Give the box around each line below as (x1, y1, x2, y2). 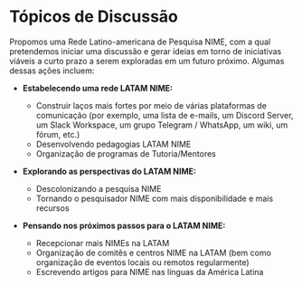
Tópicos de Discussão (9, 6, 179, 27)
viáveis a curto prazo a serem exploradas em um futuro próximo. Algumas (9, 55, 285, 66)
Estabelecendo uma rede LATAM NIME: (22, 82, 174, 93)
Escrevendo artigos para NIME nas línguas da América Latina (35, 266, 264, 277)
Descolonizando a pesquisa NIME (35, 183, 162, 194)
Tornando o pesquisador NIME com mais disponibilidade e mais (35, 193, 274, 204)
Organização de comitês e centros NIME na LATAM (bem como (35, 247, 271, 258)
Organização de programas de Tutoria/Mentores (35, 148, 217, 159)
